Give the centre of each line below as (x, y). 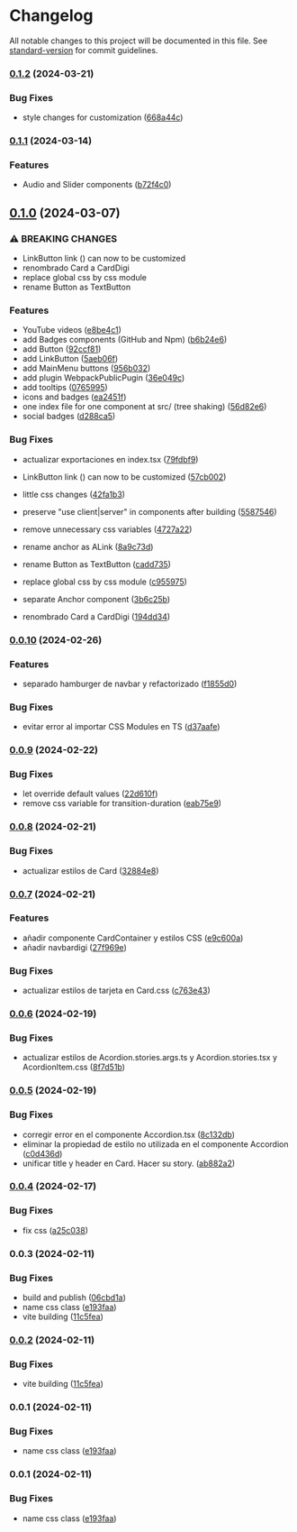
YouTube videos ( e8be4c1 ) (72, 330)
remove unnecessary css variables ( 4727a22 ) (107, 529)
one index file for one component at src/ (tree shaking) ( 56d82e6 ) (144, 407)
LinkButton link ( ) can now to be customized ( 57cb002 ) (124, 477)
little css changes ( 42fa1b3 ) (74, 494)
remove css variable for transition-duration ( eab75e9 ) (122, 803)
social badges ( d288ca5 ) (69, 417)
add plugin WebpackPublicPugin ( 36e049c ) (103, 378)
